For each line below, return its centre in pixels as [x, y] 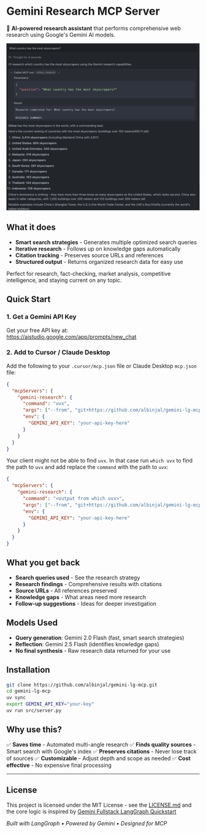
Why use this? [34, 730]
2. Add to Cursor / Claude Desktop [58, 352]
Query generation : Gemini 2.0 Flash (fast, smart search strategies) [100, 638]
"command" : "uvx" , [46, 404]
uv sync [16, 698]
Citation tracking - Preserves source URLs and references [89, 255]
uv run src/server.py [34, 710]
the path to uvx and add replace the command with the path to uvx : [87, 467]
